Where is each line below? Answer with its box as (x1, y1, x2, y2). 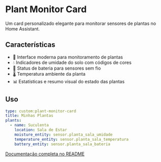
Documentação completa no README (5, 151, 85, 157)
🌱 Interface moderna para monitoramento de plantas (12, 54, 123, 60)
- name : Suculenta (10, 123, 49, 128)
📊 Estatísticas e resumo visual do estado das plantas (12, 78, 125, 84)
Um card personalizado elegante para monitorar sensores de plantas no (5, 20, 156, 26)
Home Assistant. (5, 25, 40, 31)
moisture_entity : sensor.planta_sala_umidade (14, 132, 113, 137)
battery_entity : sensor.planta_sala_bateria (14, 141, 111, 147)
